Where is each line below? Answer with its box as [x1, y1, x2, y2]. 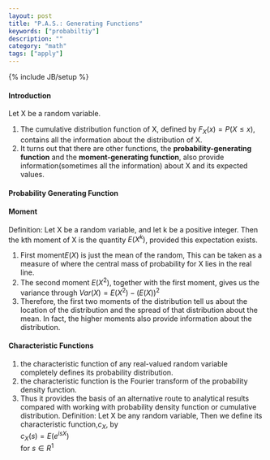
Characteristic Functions [8, 341, 94, 350]
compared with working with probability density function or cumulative [19, 401, 257, 411]
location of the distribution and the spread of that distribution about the [19, 305, 258, 315]
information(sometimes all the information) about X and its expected [19, 161, 248, 171]
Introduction [8, 90, 51, 100]
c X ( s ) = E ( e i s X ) [19, 430, 70, 443]
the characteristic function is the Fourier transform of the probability [19, 375, 248, 386]
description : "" [8, 34, 63, 43]
